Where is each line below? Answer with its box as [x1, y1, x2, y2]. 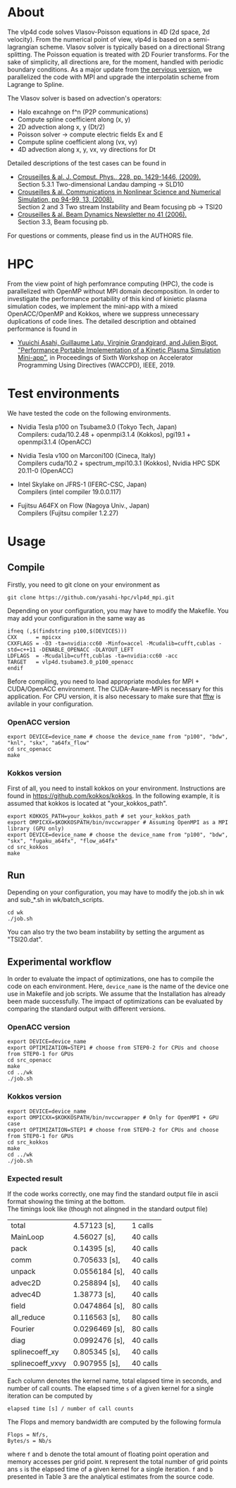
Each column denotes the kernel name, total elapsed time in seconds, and [7, 1376, 222, 1385]
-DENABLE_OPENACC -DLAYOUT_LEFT [38, 646, 134, 653]
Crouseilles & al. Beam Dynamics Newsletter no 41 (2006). [17, 210, 187, 218]
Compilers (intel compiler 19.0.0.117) [17, 487, 122, 496]
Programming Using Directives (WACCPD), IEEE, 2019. [17, 361, 175, 369]
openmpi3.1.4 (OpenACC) [17, 438, 92, 446]
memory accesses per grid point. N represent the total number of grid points [7, 1457, 228, 1465]
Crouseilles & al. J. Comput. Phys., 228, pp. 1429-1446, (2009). [17, 172, 201, 181]
